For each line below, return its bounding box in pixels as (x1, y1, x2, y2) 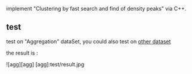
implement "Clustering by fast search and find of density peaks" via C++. (6, 5, 187, 12)
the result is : (6, 49, 38, 56)
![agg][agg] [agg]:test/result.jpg (6, 60, 85, 67)
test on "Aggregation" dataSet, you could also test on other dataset (6, 38, 171, 45)
